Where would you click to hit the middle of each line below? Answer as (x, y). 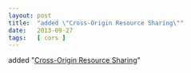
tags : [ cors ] (37, 38)
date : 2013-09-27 (41, 30)
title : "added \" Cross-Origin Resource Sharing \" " (96, 23)
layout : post (30, 15)
